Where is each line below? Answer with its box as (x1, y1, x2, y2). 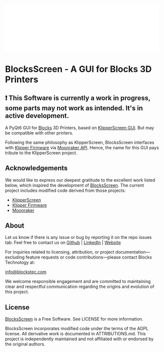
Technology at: (5, 259, 35, 265)
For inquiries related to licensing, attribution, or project (5, 249, 115, 255)
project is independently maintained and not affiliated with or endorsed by (5, 336, 154, 342)
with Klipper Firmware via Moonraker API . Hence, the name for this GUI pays (5, 144, 159, 150)
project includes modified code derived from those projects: (5, 188, 126, 193)
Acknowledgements (5, 164, 68, 172)
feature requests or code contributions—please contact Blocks (25, 254, 152, 260)
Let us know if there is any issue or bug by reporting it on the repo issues (5, 235, 152, 240)
